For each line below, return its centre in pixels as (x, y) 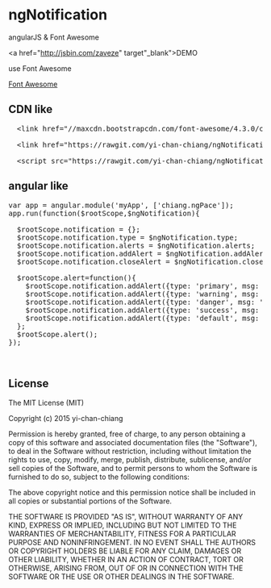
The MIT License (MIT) (46, 403)
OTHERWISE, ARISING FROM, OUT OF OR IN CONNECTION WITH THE (126, 568)
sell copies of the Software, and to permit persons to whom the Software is (133, 469)
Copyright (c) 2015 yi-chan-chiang (66, 419)
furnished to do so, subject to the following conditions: (99, 477)
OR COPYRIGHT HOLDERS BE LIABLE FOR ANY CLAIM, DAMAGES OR (125, 551)
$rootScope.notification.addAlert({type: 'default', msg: (142, 318)
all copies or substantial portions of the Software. (90, 501)
